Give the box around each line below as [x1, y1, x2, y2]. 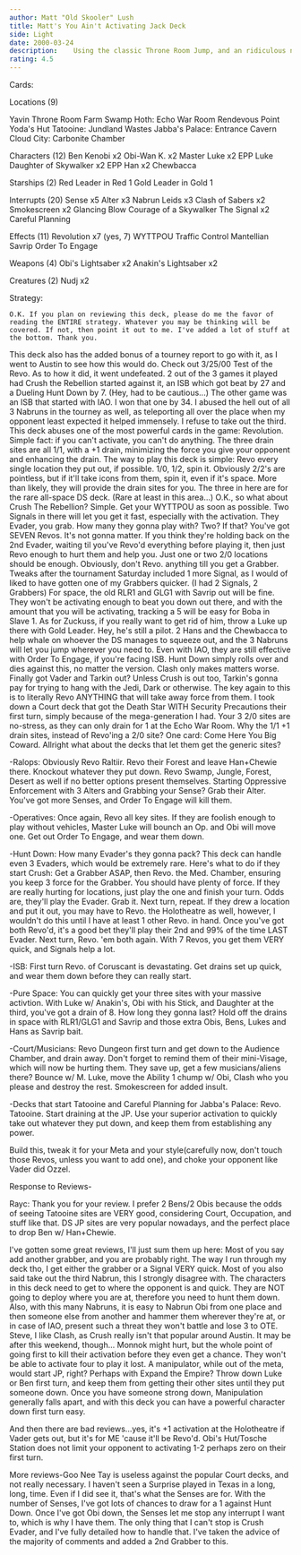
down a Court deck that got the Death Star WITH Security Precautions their [9, 701, 287, 712]
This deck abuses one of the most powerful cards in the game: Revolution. [9, 425, 284, 435]
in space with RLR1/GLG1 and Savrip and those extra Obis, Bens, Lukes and [9, 1017, 287, 1027]
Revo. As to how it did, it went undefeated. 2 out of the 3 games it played [9, 368, 278, 379]
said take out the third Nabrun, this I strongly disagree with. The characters [9, 1273, 287, 1284]
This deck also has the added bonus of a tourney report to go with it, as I [9, 349, 278, 359]
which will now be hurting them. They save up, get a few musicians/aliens [9, 1062, 281, 1073]
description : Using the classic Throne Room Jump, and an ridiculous [9, 47, 287, 56]
